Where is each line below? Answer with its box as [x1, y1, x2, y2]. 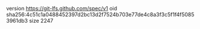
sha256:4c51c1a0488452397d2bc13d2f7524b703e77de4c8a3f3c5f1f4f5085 [6, 11, 195, 18]
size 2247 [29, 17, 54, 24]
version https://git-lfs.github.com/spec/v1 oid [6, 5, 118, 12]
